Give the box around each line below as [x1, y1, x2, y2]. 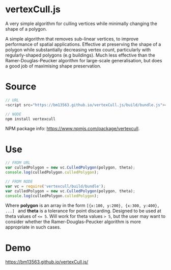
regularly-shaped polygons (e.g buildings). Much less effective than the [5, 52, 155, 58]
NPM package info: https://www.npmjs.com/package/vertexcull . [5, 126, 140, 132]
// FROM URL [5, 160, 31, 165]
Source [5, 81, 37, 92]
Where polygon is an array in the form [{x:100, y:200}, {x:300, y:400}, [5, 203, 160, 209]
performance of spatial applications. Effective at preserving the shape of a [5, 41, 161, 47]
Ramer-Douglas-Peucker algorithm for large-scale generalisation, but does [5, 57, 162, 63]
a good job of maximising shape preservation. [5, 63, 102, 69]
